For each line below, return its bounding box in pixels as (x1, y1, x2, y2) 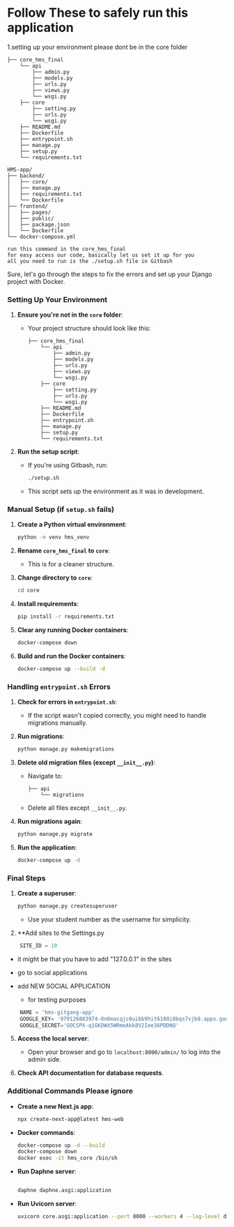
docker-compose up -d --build (17, 1142, 106, 1149)
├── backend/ (7, 172, 45, 179)
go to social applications (17, 968, 88, 977)
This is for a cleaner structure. (27, 560, 115, 569)
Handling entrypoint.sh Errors (7, 682, 111, 691)
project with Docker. (7, 277, 65, 285)
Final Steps (7, 873, 46, 883)
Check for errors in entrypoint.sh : (17, 698, 117, 706)
